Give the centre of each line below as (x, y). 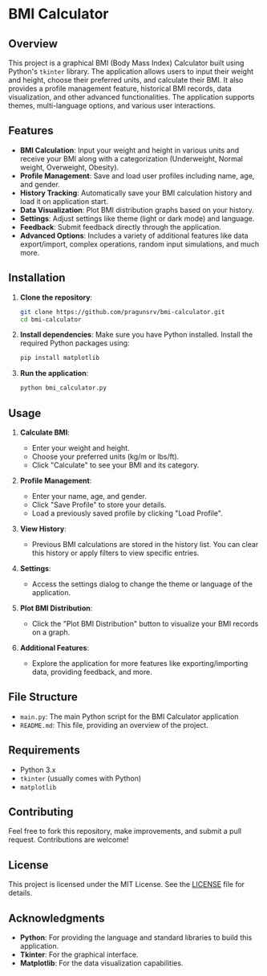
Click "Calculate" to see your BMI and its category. (115, 465)
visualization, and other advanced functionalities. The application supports (131, 97)
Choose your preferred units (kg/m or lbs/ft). (105, 456)
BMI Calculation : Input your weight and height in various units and (129, 150)
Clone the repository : (56, 297)
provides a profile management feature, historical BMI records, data (120, 88)
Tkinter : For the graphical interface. (79, 954)
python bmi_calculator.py (63, 388)
